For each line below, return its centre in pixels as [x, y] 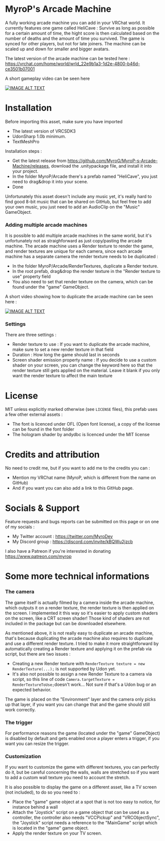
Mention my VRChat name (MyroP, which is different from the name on [84, 478]
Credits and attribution [52, 454]
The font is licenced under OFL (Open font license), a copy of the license [86, 424]
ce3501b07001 [20, 69]
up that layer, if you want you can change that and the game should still [78, 704]
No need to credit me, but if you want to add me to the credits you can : [78, 468]
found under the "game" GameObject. [51, 287]
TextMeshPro [26, 141]
